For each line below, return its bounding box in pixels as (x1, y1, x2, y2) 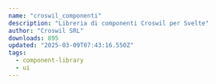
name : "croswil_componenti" (8, 11, 102, 20)
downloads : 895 (8, 34, 59, 42)
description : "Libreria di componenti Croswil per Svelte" (8, 19, 210, 27)
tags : (8, 49, 26, 57)
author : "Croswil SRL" (8, 26, 84, 34)
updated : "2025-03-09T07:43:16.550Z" (8, 42, 134, 50)
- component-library (15, 57, 84, 65)
